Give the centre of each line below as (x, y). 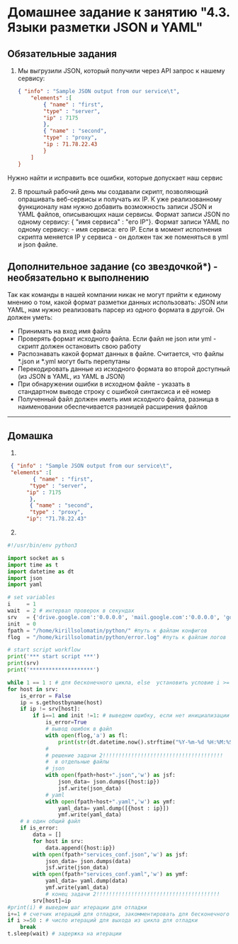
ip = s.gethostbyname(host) (61, 702)
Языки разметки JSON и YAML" (105, 27)
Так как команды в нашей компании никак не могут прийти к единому (114, 295)
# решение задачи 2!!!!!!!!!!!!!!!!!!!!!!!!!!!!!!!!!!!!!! (134, 755)
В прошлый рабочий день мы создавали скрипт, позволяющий (113, 191)
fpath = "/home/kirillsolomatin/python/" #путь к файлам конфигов (107, 631)
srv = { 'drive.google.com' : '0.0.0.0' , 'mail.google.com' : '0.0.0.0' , (114, 617)
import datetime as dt (41, 572)
